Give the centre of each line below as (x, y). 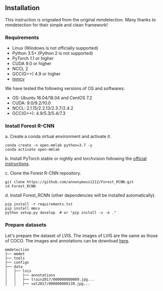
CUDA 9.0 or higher (32, 64)
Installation (22, 8)
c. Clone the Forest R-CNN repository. (43, 173)
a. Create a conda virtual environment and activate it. (58, 137)
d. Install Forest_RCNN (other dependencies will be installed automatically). (80, 195)
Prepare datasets (26, 225)
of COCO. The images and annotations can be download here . (67, 240)
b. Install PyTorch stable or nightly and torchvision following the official (76, 159)
